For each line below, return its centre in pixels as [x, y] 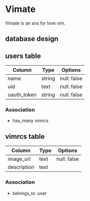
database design [32, 39]
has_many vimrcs [30, 121]
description [21, 167]
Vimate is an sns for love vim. [35, 23]
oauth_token [22, 95]
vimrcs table [25, 136]
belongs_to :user [29, 193]
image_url [19, 159]
